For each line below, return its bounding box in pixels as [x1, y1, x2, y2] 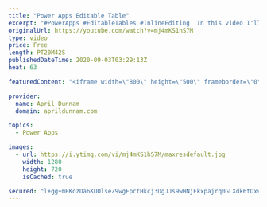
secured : [8, 187, 37, 195]
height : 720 [22, 165, 62, 174]
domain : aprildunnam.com [15, 107, 98, 115]
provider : [8, 92, 41, 100]
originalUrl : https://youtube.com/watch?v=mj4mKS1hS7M [8, 26, 194, 34]
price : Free [8, 41, 48, 49]
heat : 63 [8, 64, 37, 72]
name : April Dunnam [15, 100, 80, 107]
